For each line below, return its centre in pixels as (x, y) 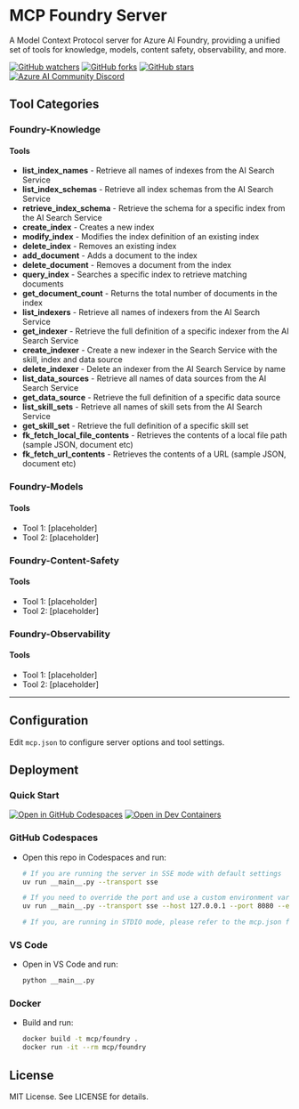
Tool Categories (54, 105)
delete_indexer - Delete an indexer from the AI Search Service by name (154, 369)
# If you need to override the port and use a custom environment (148, 898)
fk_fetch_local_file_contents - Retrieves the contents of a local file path (154, 435)
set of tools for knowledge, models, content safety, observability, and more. (148, 49)
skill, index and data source (72, 360)
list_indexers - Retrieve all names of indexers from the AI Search (141, 312)
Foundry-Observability (60, 634)
